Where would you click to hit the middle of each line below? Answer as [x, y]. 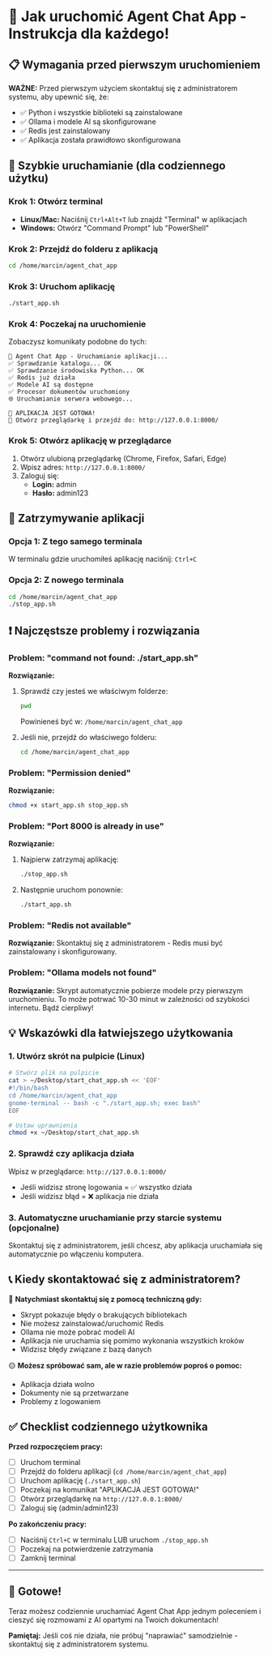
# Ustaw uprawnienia [43, 1125]
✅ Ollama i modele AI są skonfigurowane [88, 122]
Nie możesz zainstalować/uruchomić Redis [92, 1323]
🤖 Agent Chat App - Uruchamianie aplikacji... [88, 357]
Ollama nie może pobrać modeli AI [77, 1332]
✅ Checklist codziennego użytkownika [108, 1427]
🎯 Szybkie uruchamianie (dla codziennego [117, 166]
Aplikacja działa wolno [57, 1384]
